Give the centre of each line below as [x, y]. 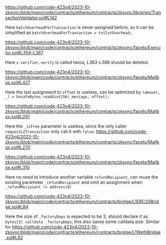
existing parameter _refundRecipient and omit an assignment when [74, 182]
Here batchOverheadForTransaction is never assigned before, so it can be [80, 27]
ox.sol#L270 [18, 147]
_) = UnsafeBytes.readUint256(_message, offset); [57, 97]
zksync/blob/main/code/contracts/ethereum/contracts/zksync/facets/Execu [83, 47]
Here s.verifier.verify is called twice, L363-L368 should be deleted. [77, 62]
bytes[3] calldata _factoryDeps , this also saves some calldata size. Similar [83, 222]
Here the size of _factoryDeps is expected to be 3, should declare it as [77, 216]
